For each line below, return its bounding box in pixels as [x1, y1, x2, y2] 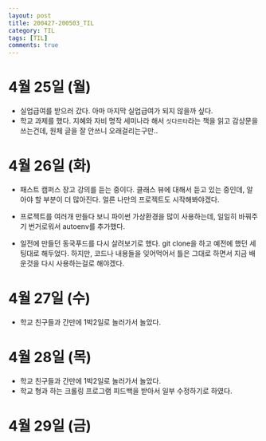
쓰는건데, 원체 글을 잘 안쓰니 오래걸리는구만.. [19, 126, 158, 136]
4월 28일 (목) [8, 348, 92, 367]
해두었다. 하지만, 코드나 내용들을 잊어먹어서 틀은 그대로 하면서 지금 [41, 249, 248, 258]
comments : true [8, 41, 59, 49]
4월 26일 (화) [8, 157, 92, 175]
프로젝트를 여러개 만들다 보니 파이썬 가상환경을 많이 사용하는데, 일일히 [19, 212, 237, 221]
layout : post [8, 11, 52, 20]
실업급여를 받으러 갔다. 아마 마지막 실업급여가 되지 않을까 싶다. [19, 106, 213, 116]
